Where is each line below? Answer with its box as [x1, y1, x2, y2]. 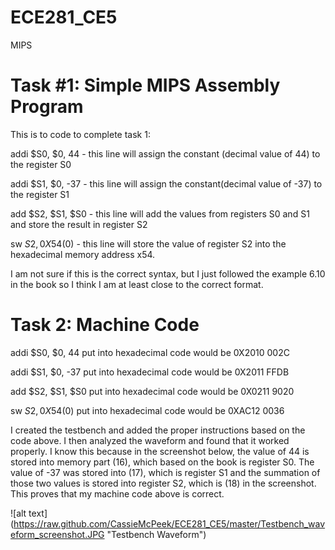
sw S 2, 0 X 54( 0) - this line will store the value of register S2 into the [10, 237, 287, 250]
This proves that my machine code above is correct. [10, 487, 225, 500]
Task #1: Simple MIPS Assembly [10, 74, 281, 97]
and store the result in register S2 [10, 218, 148, 230]
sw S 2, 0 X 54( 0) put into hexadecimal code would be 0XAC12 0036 [10, 404, 285, 416]
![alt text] [10, 507, 48, 519]
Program [10, 96, 84, 118]
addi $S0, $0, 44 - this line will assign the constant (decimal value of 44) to [10, 147, 321, 160]
